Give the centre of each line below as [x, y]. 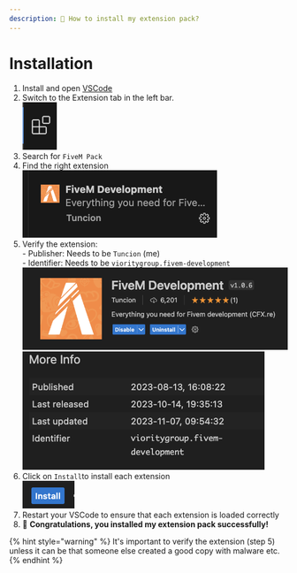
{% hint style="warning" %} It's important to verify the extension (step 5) [142, 541]
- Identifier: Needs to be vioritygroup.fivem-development [126, 263]
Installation [51, 63]
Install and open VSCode [67, 88]
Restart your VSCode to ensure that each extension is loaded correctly [151, 515]
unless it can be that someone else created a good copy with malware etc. [145, 550]
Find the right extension [65, 165]
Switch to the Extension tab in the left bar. [98, 97]
